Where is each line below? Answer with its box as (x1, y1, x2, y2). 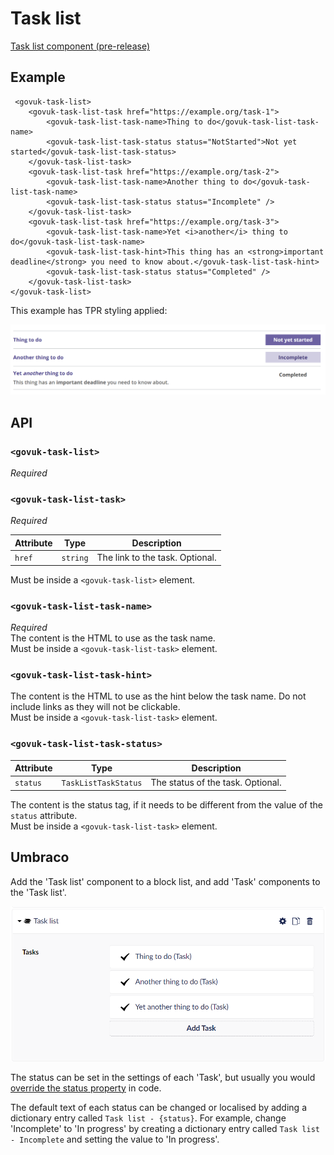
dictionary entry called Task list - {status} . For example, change (10, 1112, 287, 1124)
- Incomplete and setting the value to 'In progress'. (10, 1133, 220, 1145)
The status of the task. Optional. (150, 777, 282, 789)
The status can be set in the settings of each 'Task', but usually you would (10, 1071, 316, 1083)
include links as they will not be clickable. (10, 701, 181, 713)
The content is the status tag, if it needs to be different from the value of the (10, 798, 323, 811)
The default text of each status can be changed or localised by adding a (10, 1101, 307, 1113)
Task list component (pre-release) (10, 40, 150, 52)
